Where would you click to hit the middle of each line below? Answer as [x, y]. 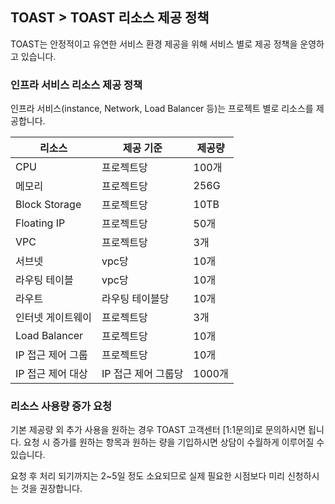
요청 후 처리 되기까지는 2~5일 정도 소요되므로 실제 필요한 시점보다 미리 [147, 476]
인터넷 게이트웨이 [54, 318]
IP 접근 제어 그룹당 [142, 374]
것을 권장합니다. [51, 489]
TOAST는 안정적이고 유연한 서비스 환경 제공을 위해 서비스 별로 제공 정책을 [154, 44]
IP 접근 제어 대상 [51, 374]
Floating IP [40, 223]
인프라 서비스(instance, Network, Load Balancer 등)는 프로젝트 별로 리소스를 [162, 109]
